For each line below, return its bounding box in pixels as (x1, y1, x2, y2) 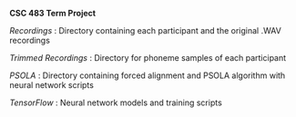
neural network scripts (9, 80, 94, 90)
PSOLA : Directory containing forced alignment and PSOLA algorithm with (9, 70, 286, 81)
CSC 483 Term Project (9, 8, 97, 18)
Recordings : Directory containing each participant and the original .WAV (9, 25, 282, 35)
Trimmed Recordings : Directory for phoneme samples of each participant (9, 53, 287, 63)
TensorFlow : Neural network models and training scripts (9, 97, 223, 108)
